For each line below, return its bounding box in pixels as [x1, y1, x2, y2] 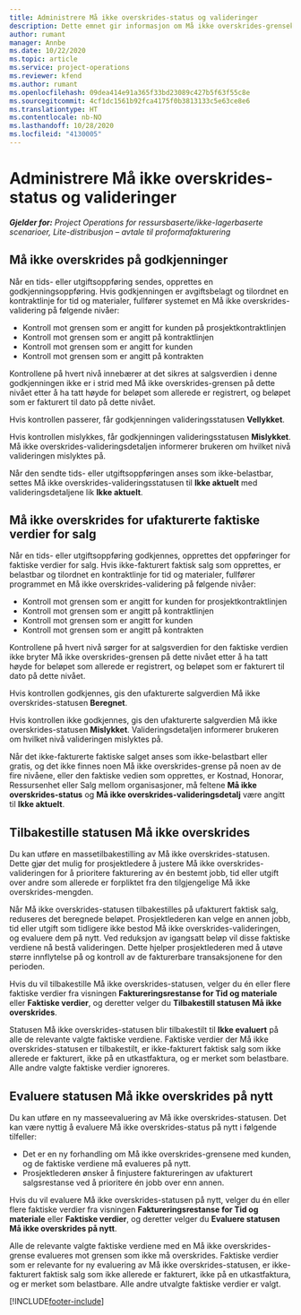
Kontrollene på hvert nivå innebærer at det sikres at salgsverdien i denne [9, 368, 278, 379]
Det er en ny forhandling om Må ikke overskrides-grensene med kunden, [21, 1148, 291, 1160]
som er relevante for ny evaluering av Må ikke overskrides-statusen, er [9, 1259, 271, 1270]
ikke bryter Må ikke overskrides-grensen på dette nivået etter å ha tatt [9, 651, 269, 663]
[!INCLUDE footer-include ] [9, 1296, 105, 1307]
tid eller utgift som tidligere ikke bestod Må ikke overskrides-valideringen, [9, 924, 280, 934]
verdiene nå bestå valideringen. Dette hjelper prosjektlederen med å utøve [9, 942, 283, 953]
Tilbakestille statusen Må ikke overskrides [9, 825, 251, 840]
